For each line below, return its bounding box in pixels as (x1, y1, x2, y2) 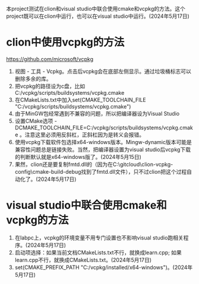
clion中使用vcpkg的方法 (6, 36, 125, 49)
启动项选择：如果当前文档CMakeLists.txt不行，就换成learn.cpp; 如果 (14, 248, 182, 256)
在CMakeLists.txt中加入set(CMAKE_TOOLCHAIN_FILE (14, 96, 147, 103)
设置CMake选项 (14, 117, 53, 125)
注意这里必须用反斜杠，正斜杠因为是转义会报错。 (24, 131, 144, 138)
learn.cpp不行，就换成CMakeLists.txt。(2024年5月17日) (14, 256, 152, 263)
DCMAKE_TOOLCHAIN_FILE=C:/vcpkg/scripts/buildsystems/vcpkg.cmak (14, 124, 193, 131)
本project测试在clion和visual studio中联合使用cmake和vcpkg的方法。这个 (6, 5, 186, 12)
